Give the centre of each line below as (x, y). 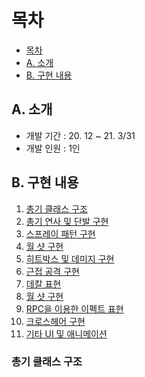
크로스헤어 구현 (55, 321)
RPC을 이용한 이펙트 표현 (74, 308)
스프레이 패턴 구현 (60, 233)
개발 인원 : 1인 (53, 148)
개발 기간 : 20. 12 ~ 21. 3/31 (80, 135)
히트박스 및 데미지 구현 (70, 258)
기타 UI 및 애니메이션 (66, 333)
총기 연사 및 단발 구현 (67, 221)
